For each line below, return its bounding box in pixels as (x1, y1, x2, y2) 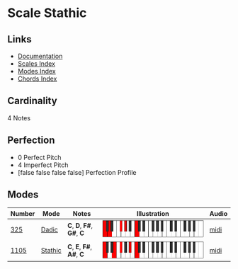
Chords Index (17, 74, 57, 83)
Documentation (17, 52, 63, 60)
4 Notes (7, 113, 30, 122)
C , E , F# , (67, 242, 92, 251)
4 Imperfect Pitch (17, 161, 69, 169)
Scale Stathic (7, 5, 87, 21)
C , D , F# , (67, 222, 93, 230)
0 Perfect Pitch (17, 153, 62, 161)
